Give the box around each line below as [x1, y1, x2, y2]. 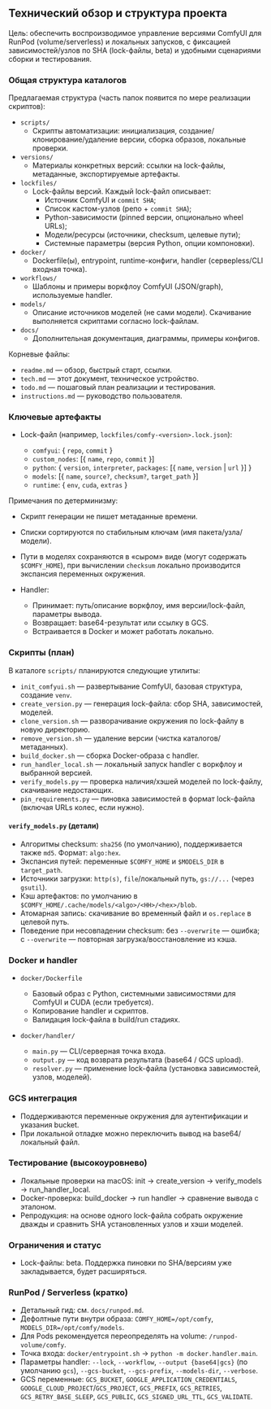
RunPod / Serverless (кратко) [8, 1287, 128, 1298]
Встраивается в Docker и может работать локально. [32, 627, 214, 637]
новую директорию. [19, 724, 91, 734]
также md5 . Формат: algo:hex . [19, 847, 122, 857]
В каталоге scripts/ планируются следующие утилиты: [8, 665, 200, 675]
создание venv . [19, 689, 72, 699]
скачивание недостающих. [19, 785, 114, 794]
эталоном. [19, 1201, 57, 1211]
